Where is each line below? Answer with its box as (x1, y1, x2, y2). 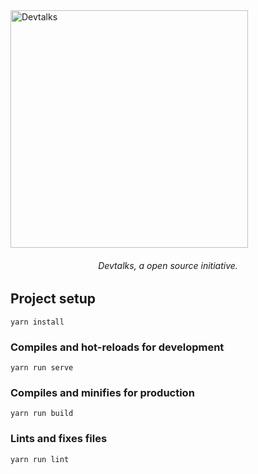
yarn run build (10, 409, 74, 419)
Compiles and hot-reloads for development (10, 340, 225, 354)
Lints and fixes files (10, 432, 108, 446)
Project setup (10, 290, 97, 308)
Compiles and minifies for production (10, 385, 195, 399)
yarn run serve (10, 362, 74, 373)
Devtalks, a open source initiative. (98, 259, 238, 271)
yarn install (10, 317, 65, 327)
